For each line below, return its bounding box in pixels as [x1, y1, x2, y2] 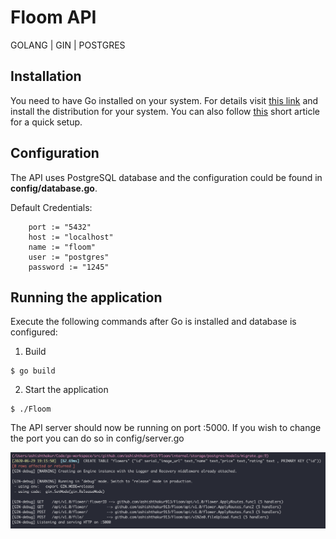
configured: [10, 326, 58, 338]
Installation [10, 68, 82, 85]
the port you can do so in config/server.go [10, 432, 185, 445]
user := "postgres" [28, 252, 110, 262]
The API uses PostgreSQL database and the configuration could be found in [10, 171, 323, 183]
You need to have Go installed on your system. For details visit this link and [10, 94, 319, 106]
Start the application [24, 384, 109, 396]
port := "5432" [28, 222, 92, 232]
